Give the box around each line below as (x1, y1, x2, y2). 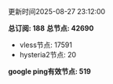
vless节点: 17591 (19, 40, 73, 49)
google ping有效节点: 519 (8, 67, 92, 76)
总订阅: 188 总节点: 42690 (8, 24, 94, 33)
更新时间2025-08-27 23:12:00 (8, 7, 106, 16)
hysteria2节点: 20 (19, 50, 77, 59)
